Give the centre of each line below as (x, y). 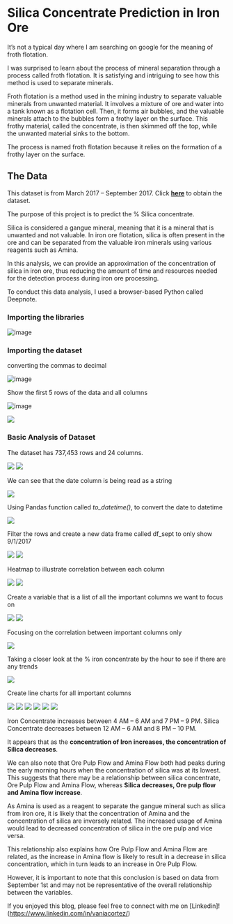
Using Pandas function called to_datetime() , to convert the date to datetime (115, 507)
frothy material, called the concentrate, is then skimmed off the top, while (112, 126)
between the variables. (40, 892)
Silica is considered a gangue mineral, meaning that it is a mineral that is (111, 228)
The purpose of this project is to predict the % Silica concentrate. (101, 214)
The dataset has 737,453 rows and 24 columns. (75, 452)
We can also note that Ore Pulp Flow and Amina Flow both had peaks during (116, 763)
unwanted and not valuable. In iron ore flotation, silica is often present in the (116, 234)
